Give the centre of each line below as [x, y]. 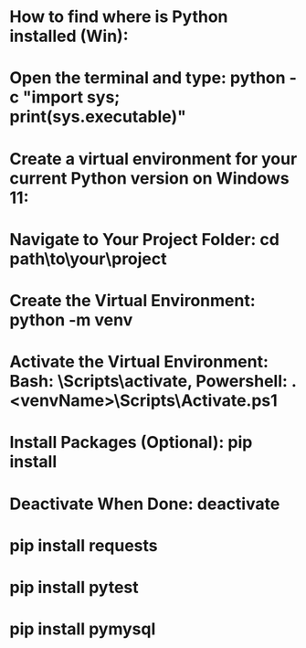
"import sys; [71, 97]
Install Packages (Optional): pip [131, 443]
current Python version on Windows [149, 178]
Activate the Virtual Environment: [139, 362]
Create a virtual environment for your [153, 159]
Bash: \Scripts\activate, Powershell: [148, 382]
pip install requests [84, 545]
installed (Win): [69, 36]
